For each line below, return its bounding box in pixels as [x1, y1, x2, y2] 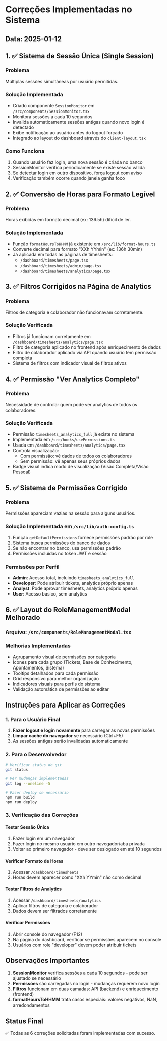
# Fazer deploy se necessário [5, 790, 69, 795]
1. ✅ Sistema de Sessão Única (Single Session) [5, 52, 154, 60]
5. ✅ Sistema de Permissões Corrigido [5, 484, 128, 492]
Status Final [5, 1017, 44, 1025]
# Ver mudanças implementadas [5, 776, 69, 782]
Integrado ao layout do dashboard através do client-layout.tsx [12, 135, 146, 141]
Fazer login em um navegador [12, 835, 75, 841]
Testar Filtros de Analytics [5, 886, 62, 892]
